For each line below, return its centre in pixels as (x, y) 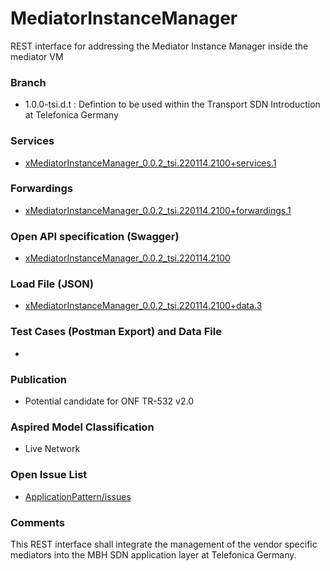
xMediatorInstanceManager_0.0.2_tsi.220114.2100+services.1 (150, 163)
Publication (38, 379)
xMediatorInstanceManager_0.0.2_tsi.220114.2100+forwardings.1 (158, 210)
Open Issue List (49, 475)
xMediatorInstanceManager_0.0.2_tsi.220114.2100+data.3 (143, 306)
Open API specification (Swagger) (95, 236)
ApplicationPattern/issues (78, 496)
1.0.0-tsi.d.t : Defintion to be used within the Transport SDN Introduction (172, 104)
